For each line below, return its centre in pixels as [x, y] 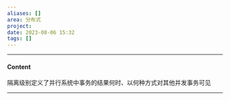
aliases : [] [24, 13]
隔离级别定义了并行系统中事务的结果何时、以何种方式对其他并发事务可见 [109, 83]
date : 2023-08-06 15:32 [41, 32]
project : [20, 26]
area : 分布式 [24, 20]
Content [19, 67]
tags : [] [20, 39]
